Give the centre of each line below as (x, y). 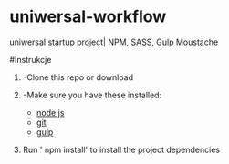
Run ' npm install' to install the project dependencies (121, 149)
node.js (50, 112)
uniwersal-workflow (88, 17)
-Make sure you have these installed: (92, 95)
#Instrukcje (31, 59)
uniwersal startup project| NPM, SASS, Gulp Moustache (114, 42)
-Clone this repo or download (78, 77)
